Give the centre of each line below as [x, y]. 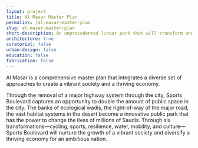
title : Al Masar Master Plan [42, 17]
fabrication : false [30, 60]
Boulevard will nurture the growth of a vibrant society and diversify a [107, 132]
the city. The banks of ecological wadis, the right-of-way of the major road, [98, 107]
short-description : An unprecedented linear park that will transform [95, 33]
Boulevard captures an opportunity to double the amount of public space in [97, 101]
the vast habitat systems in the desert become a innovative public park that [98, 114]
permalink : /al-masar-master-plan [49, 22]
